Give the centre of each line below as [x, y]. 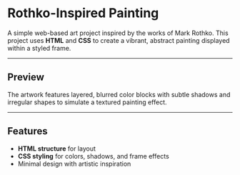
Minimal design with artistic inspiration [74, 164]
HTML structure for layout [57, 149]
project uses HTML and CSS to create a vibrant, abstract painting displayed [119, 40]
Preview [26, 77]
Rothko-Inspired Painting [83, 13]
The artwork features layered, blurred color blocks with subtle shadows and [119, 94]
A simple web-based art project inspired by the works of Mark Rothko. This [118, 33]
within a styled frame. [39, 48]
